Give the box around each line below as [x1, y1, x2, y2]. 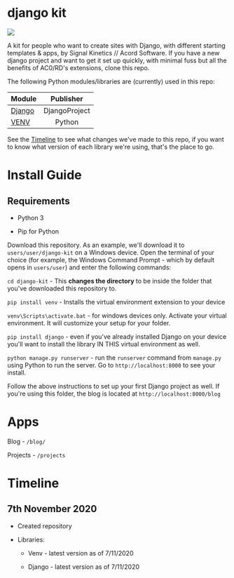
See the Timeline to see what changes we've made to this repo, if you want [7, 135, 224, 143]
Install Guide [7, 167, 82, 183]
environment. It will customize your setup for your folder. [7, 318, 171, 327]
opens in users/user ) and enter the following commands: [7, 263, 172, 271]
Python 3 [17, 213, 44, 222]
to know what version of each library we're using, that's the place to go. [7, 142, 215, 151]
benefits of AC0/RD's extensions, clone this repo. [7, 63, 150, 72]
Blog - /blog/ [7, 437, 46, 445]
